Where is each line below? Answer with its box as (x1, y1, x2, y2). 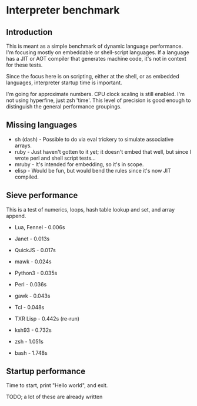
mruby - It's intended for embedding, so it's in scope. (14, 160, 144, 168)
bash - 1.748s (14, 349, 48, 357)
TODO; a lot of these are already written (6, 393, 103, 401)
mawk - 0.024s (14, 258, 52, 265)
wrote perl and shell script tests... (14, 154, 96, 161)
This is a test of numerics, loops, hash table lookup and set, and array (6, 206, 175, 213)
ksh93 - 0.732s (14, 326, 52, 334)
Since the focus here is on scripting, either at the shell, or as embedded (6, 73, 179, 80)
